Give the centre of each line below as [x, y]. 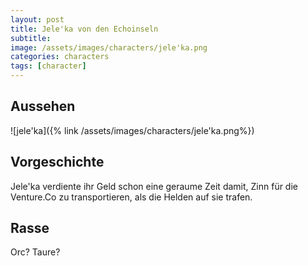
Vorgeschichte [57, 162]
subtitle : [31, 38]
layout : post [37, 19]
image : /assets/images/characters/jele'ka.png [109, 47]
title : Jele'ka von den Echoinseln [84, 29]
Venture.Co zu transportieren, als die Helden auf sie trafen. [131, 197]
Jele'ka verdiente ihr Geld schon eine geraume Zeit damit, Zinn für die [154, 186]
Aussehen [43, 106]
